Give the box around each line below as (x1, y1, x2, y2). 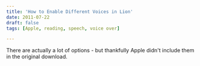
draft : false (6, 20, 39, 26)
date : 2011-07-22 (6, 14, 50, 20)
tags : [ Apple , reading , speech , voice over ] (6, 25, 120, 32)
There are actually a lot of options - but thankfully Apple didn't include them (6, 47, 195, 54)
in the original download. (6, 53, 68, 60)
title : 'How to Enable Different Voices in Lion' (6, 8, 134, 15)
